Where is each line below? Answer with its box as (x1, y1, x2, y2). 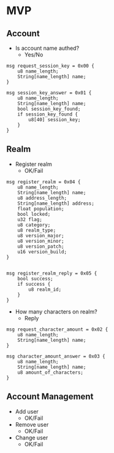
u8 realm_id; (28, 286, 62, 293)
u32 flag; (17, 216, 43, 223)
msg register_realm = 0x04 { (6, 179, 81, 185)
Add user (15, 408, 39, 415)
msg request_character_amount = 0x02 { (6, 326, 108, 333)
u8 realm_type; (17, 227, 56, 234)
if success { (17, 281, 51, 287)
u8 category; (17, 222, 51, 228)
